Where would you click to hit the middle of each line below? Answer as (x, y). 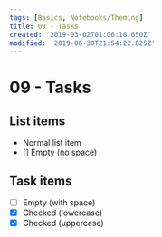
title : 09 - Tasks (44, 26)
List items (38, 121)
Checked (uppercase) (63, 223)
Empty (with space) (59, 203)
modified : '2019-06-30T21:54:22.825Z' (82, 43)
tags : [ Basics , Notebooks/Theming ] (76, 18)
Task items (41, 180)
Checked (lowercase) (62, 213)
